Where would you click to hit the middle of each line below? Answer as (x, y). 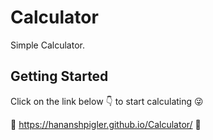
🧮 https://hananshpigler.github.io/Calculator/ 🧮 (106, 124)
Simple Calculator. (47, 45)
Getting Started (59, 76)
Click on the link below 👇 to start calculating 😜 (107, 101)
